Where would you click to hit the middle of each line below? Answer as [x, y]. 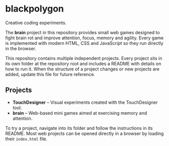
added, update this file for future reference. [50, 74]
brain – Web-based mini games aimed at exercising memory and [80, 113]
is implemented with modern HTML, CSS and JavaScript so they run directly [84, 43]
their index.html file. [26, 138]
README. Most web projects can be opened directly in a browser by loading [84, 133]
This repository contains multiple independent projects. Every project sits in [84, 58]
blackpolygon [35, 9]
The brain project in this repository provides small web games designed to [82, 32]
